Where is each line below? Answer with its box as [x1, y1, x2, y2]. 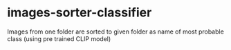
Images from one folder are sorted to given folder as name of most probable [7, 27, 225, 36]
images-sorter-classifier [7, 5, 152, 21]
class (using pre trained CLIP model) [7, 34, 111, 42]
